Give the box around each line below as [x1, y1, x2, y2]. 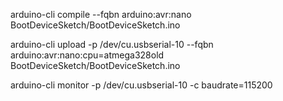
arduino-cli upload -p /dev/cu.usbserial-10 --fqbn [10, 39, 214, 50]
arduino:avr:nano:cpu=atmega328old [10, 49, 165, 61]
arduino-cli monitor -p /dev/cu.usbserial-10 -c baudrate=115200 [10, 79, 273, 91]
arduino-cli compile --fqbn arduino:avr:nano [10, 9, 192, 20]
